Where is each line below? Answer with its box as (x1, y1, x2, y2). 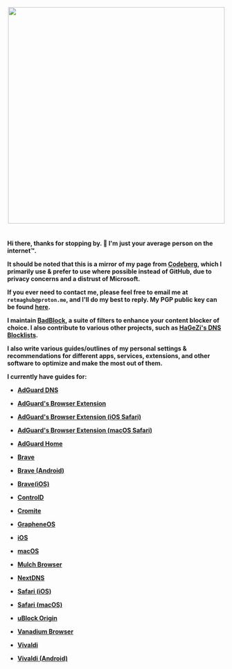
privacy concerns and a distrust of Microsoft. (7, 274, 141, 283)
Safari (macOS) (17, 600, 63, 609)
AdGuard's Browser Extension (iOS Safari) (17, 412, 142, 421)
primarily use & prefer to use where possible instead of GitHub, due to (7, 267, 213, 276)
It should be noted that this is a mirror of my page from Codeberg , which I (7, 260, 222, 268)
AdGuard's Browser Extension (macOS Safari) (17, 426, 152, 434)
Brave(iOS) (17, 479, 50, 488)
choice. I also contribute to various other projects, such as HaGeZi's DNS (7, 323, 222, 332)
